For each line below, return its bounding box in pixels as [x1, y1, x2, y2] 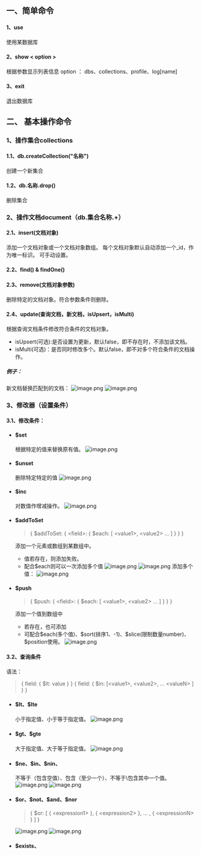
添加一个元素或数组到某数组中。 [14, 542, 94, 549]
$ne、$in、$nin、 [14, 760, 61, 767]
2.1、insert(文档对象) [6, 229, 59, 237]
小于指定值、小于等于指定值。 [14, 715, 89, 723]
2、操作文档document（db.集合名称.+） [6, 213, 125, 222]
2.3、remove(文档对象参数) [6, 281, 75, 289]
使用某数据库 [6, 38, 38, 45]
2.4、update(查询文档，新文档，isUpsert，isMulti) [6, 310, 134, 318]
